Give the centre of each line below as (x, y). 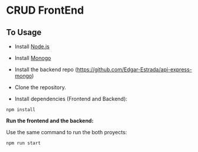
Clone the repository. (40, 87)
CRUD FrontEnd (45, 10)
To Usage (24, 32)
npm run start (24, 143)
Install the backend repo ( (46, 69)
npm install (21, 110)
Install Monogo (33, 58)
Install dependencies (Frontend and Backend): (71, 99)
